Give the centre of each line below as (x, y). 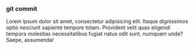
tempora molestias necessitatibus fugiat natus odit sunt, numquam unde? (95, 34)
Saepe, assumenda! (30, 40)
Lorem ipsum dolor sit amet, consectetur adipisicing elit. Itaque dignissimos (97, 22)
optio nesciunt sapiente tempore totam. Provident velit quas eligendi (89, 27)
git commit (22, 9)
